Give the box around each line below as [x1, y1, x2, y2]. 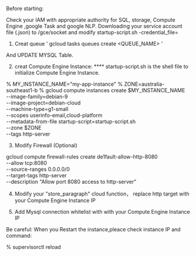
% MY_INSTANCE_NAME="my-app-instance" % [6, 80, 123, 87]
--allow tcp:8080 [6, 160, 48, 166]
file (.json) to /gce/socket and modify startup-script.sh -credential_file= [6, 29, 179, 36]
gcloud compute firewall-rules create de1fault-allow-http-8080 [6, 153, 158, 160]
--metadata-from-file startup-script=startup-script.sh [6, 118, 136, 125]
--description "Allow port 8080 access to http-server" [6, 178, 137, 185]
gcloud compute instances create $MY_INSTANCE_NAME [45, 87, 185, 93]
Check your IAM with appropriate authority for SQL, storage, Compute [6, 16, 175, 23]
